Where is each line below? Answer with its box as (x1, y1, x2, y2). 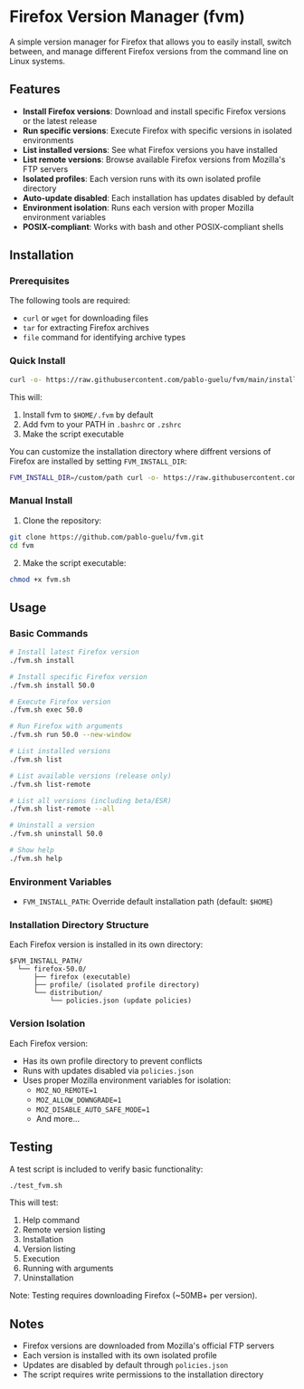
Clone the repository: (22, 514, 102, 526)
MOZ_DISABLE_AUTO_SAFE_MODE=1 (35, 1105, 151, 1115)
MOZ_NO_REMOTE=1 (35, 1086, 98, 1095)
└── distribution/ (33, 989, 103, 998)
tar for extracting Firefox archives (22, 322, 149, 333)
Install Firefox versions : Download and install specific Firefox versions (22, 106, 287, 117)
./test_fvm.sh (9, 1181, 63, 1190)
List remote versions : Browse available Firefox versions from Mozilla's (22, 154, 286, 165)
